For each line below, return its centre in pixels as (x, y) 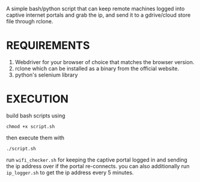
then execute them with (35, 138)
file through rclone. (30, 21)
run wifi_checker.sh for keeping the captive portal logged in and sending (97, 160)
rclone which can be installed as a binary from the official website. (97, 68)
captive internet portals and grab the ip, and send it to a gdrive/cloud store (98, 15)
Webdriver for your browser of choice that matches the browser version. (105, 62)
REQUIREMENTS (48, 46)
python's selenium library (46, 75)
